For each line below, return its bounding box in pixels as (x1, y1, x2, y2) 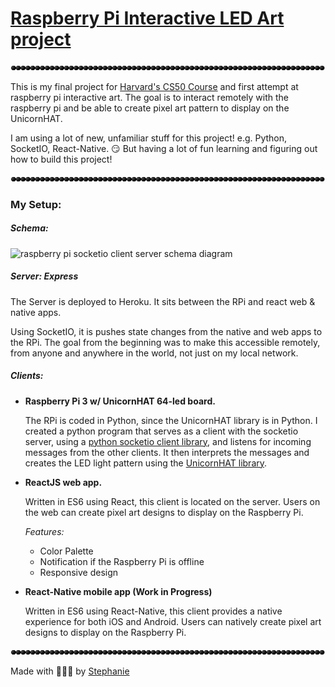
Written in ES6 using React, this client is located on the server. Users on (24, 495, 321, 507)
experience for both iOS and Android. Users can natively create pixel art (24, 615, 322, 627)
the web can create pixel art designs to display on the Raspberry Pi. (24, 506, 304, 518)
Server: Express (10, 270, 79, 282)
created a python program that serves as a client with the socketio (24, 425, 299, 437)
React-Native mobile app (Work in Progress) (24, 585, 213, 597)
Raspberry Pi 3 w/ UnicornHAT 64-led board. (24, 395, 216, 407)
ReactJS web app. (24, 476, 103, 488)
